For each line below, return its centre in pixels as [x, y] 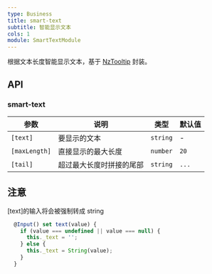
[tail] [22, 164]
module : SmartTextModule [44, 41]
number [161, 151]
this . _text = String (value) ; [69, 251]
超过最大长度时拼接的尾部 [101, 164]
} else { [33, 244]
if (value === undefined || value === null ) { [90, 231]
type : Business [30, 14]
